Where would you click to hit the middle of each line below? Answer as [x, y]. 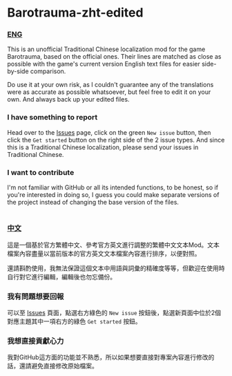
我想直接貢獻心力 [36, 341]
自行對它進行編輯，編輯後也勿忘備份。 [61, 276]
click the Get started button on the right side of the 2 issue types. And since [116, 140]
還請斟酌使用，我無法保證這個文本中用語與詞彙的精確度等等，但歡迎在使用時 [116, 268]
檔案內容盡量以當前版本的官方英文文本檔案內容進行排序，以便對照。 [104, 253]
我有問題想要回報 [36, 297]
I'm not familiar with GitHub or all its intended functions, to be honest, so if [113, 187]
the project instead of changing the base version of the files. [93, 203]
